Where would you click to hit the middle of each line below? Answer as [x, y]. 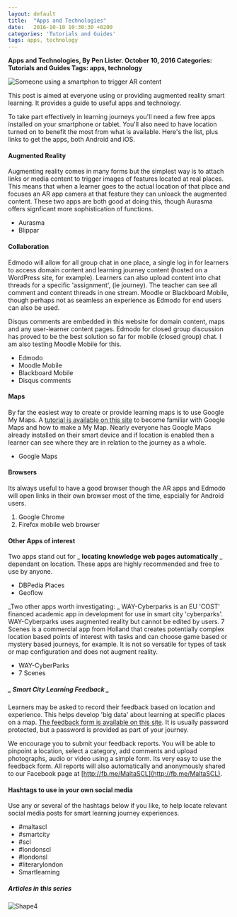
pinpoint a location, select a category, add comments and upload [103, 751]
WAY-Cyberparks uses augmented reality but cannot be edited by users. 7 [116, 622]
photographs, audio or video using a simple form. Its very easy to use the [115, 759]
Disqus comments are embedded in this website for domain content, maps [116, 321]
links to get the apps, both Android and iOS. [71, 140]
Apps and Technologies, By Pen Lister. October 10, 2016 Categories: [110, 60]
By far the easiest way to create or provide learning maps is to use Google [116, 412]
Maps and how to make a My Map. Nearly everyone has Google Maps [110, 427]
